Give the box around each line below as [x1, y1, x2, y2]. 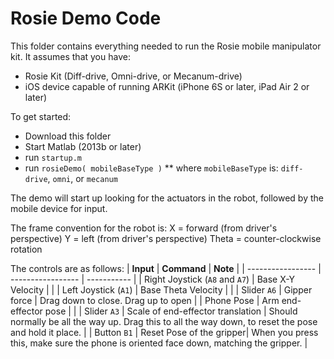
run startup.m [24, 151, 82, 163]
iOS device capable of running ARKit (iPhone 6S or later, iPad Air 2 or [24, 80, 310, 92]
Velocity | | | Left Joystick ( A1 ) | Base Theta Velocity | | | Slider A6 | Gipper [10, 283, 313, 296]
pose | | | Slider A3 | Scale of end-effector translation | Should [44, 305, 298, 317]
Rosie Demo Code [10, 7, 162, 30]
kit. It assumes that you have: [10, 50, 131, 62]
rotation [10, 243, 43, 255]
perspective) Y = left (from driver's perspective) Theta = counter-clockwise [10, 232, 322, 244]
